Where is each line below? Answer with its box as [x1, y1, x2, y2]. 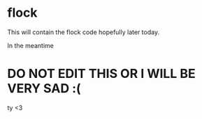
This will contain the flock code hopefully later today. [7, 28, 159, 36]
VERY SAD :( [7, 81, 82, 97]
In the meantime [7, 41, 55, 49]
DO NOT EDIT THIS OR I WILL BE [7, 66, 196, 81]
